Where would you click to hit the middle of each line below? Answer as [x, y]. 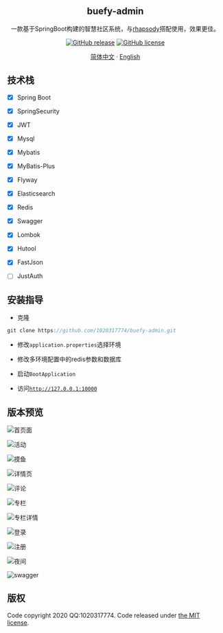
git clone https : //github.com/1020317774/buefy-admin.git [92, 331]
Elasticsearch [36, 194]
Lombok [29, 235]
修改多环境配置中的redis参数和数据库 [69, 359]
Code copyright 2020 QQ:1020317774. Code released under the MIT [104, 615]
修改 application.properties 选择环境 [69, 345]
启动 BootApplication [46, 374]
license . [18, 622]
